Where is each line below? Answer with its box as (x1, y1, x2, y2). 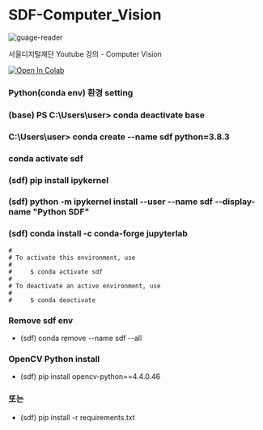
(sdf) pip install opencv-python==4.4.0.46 (19, 372, 161, 381)
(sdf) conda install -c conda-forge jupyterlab (8, 228, 189, 240)
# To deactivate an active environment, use (8, 282, 161, 290)
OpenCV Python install (8, 353, 100, 364)
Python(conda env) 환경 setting (8, 87, 134, 98)
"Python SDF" (32, 206, 90, 218)
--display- (214, 196, 256, 207)
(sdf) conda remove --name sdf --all (19, 334, 142, 343)
